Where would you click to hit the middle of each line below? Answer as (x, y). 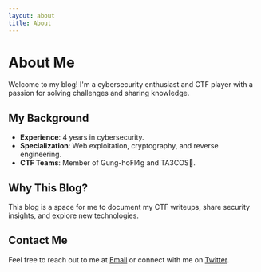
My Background (49, 118)
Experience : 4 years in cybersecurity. (82, 137)
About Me (42, 63)
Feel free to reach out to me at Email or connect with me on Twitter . (119, 259)
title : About (30, 23)
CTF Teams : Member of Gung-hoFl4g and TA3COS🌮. (107, 163)
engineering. (41, 154)
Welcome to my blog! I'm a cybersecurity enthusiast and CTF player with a (131, 85)
